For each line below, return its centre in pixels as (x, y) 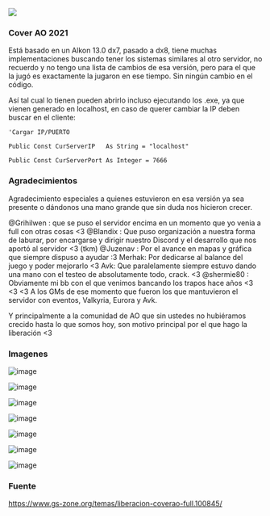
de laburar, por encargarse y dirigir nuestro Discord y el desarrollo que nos (133, 240)
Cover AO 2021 (38, 32)
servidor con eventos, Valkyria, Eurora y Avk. (83, 300)
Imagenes (28, 354)
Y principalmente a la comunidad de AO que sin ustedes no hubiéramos (127, 316)
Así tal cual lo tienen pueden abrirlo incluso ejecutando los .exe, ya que (127, 100)
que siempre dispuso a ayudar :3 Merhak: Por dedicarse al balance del (126, 257)
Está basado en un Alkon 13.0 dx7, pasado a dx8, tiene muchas (113, 50)
